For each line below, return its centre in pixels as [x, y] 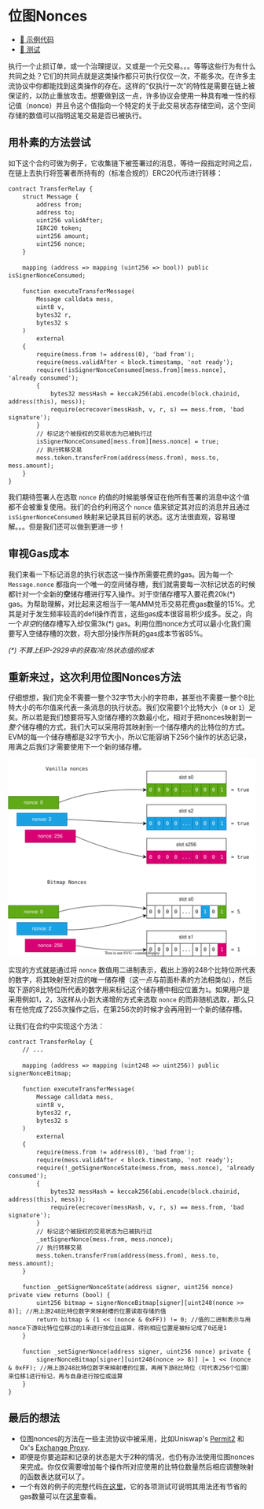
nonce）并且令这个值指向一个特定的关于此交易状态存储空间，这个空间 [142, 105]
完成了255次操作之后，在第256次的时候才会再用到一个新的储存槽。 [137, 1009]
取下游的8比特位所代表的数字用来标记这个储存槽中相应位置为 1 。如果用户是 [129, 989]
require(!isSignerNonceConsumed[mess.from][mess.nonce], [131, 370]
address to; [56, 212]
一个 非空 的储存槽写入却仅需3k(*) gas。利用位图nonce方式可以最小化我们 [126, 623]
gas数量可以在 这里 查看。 [60, 1496]
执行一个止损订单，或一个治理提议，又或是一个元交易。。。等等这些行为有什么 [132, 66]
